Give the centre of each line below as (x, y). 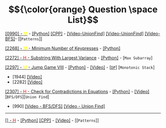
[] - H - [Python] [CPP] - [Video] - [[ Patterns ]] (52, 120)
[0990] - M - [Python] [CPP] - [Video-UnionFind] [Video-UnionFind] (74, 33)
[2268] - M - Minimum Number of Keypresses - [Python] (63, 48)
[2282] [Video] (27, 82)
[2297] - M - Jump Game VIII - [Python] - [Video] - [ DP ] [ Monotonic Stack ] (80, 67)
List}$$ (83, 20)
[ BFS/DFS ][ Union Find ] (27, 97)
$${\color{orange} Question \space (83, 10)
